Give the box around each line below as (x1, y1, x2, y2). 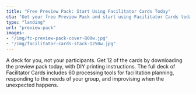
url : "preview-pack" (6, 24, 57, 31)
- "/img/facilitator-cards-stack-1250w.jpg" (6, 41, 116, 47)
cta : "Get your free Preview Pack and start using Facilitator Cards (6, 14, 179, 20)
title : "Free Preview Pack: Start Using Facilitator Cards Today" (6, 8, 171, 15)
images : (6, 30, 25, 36)
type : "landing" (6, 19, 45, 25)
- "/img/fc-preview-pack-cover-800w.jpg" (6, 35, 108, 41)
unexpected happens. (6, 81, 59, 88)
